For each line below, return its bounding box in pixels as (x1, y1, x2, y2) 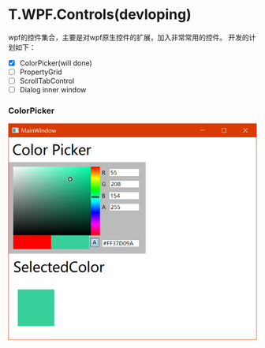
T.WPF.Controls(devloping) (8, 6, 192, 24)
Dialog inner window (19, 85, 87, 95)
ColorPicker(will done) (19, 58, 92, 68)
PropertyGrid (19, 67, 62, 77)
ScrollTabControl (19, 77, 75, 86)
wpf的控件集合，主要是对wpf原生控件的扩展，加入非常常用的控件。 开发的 (8, 32, 250, 42)
